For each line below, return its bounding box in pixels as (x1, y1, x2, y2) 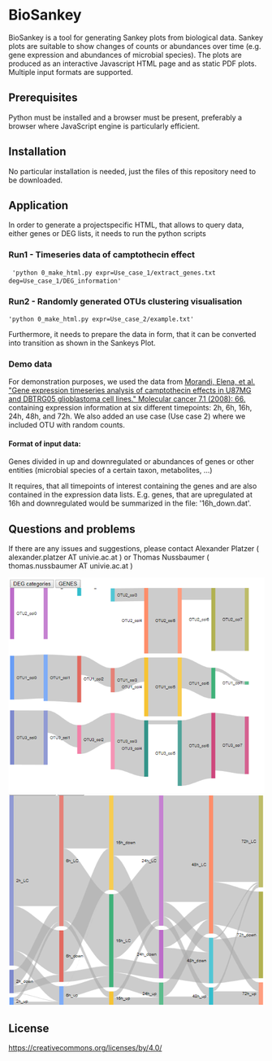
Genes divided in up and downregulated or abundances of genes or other (8, 457, 254, 467)
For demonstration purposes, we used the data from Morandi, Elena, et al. (8, 377, 256, 387)
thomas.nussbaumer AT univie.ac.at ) (8, 561, 133, 571)
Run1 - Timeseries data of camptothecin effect (8, 249, 196, 261)
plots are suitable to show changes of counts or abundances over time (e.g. (8, 41, 261, 50)
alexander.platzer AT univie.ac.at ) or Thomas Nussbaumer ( (8, 552, 209, 563)
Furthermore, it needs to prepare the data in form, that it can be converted (8, 329, 257, 339)
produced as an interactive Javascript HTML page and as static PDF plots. (8, 59, 257, 68)
